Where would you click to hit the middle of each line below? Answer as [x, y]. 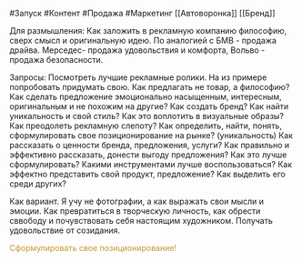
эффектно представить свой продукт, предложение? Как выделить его [148, 174]
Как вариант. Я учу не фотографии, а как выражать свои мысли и [137, 201]
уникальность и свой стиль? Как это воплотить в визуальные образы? [147, 116]
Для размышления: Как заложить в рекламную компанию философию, [148, 30]
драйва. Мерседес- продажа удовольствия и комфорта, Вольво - [137, 50]
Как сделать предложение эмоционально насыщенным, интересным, [146, 96]
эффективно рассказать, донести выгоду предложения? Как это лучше [148, 155]
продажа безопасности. [56, 60]
